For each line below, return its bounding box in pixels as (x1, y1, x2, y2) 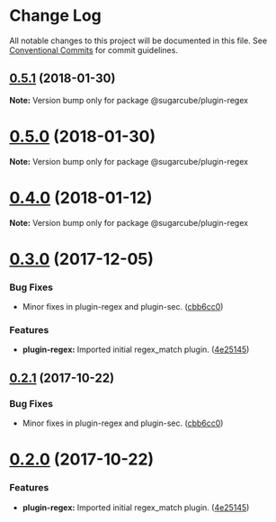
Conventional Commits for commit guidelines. (9, 44, 178, 55)
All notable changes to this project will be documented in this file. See (9, 35, 268, 46)
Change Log (9, 5, 102, 26)
